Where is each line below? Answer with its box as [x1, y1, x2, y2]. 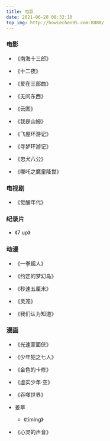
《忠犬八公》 [14, 155, 46, 163]
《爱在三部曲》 [14, 80, 51, 87]
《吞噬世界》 [14, 391, 46, 398]
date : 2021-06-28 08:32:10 [6, 14, 73, 20]
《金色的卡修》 [14, 366, 51, 373]
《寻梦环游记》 [14, 142, 51, 150]
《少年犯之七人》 [14, 353, 57, 361]
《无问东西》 [14, 92, 46, 99]
